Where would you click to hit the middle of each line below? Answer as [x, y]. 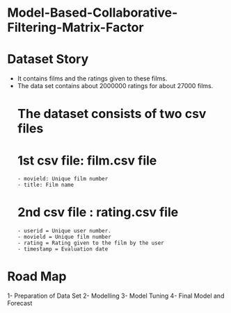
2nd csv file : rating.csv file [98, 212]
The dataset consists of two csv [112, 114]
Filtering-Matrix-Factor [75, 27]
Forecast [20, 303]
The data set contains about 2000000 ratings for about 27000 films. [115, 86]
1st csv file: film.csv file [87, 160]
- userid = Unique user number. [64, 231]
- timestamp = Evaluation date [63, 249]
